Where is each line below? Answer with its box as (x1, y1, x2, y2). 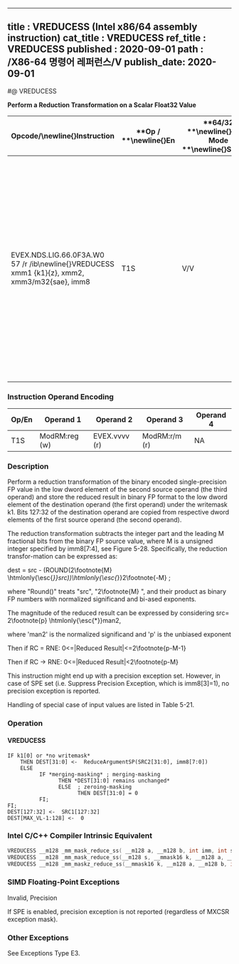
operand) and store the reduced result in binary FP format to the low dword (7, 493, 228, 502)
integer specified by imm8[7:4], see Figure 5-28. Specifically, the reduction (7, 544, 228, 553)
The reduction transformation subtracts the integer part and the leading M (7, 529, 224, 538)
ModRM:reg (39, 431, 80, 441)
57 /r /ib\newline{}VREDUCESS (11, 258, 115, 268)
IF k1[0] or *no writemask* (7, 752, 91, 759)
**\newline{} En (121, 135, 176, 145)
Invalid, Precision (7, 893, 58, 902)
